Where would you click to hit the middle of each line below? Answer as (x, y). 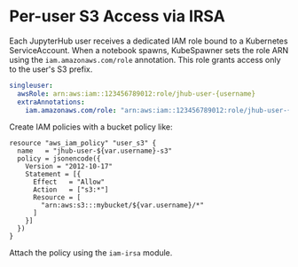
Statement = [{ (53, 175)
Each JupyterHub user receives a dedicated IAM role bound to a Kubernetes (149, 41)
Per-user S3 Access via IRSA (118, 16)
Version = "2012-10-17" (69, 167)
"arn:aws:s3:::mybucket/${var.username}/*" (122, 206)
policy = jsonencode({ (59, 159)
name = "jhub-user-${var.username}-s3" (95, 151)
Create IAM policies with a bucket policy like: (91, 127)
